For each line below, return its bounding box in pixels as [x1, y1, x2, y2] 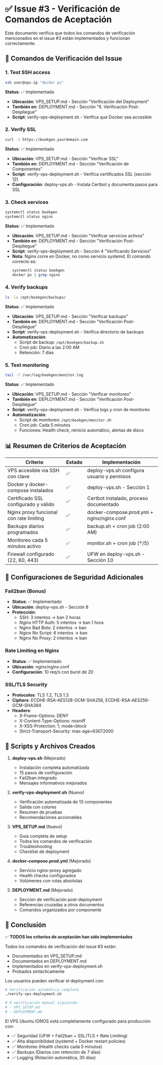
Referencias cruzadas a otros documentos [19, 901, 104, 907]
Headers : [12, 707, 32, 713]
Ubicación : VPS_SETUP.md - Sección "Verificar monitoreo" [12, 391, 131, 397]
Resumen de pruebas [19, 809, 62, 815]
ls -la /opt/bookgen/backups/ [5, 295, 66, 300]
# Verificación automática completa [5, 987, 79, 992]
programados [7, 529, 38, 535]
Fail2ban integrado [19, 775, 57, 781]
